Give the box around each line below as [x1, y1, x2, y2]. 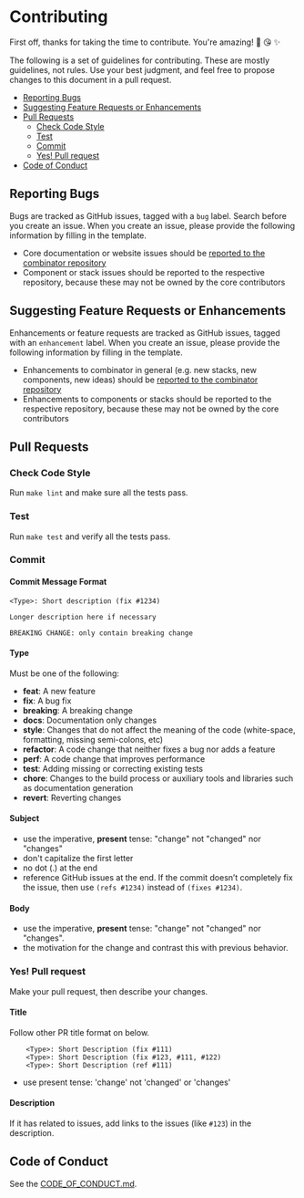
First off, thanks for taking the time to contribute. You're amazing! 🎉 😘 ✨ [9, 36, 281, 47]
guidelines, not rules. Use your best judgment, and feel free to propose [9, 64, 276, 75]
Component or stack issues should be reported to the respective [22, 266, 266, 277]
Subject [9, 813, 40, 824]
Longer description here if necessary [9, 612, 157, 621]
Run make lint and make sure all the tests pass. [9, 487, 188, 498]
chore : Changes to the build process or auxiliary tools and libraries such [22, 773, 294, 784]
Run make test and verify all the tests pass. [9, 531, 171, 542]
